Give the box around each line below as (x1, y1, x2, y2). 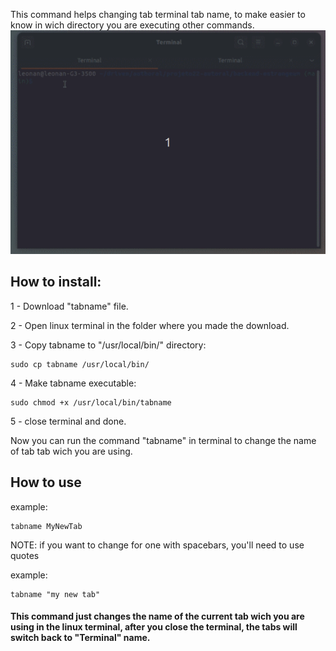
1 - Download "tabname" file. (10, 300, 129, 312)
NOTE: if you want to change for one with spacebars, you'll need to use (10, 539, 305, 551)
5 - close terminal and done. (10, 415, 127, 427)
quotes (10, 549, 40, 561)
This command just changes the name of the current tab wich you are (10, 610, 305, 623)
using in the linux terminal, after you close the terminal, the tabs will (10, 621, 298, 633)
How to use (10, 474, 82, 491)
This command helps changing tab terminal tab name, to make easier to (10, 9, 306, 20)
